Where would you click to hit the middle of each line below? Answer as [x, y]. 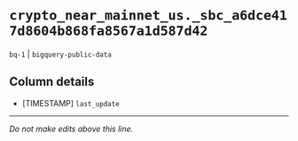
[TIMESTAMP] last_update [71, 103]
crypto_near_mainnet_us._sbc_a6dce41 [149, 16]
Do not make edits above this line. [71, 129]
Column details [52, 82]
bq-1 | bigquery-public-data [61, 54]
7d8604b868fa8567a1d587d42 [109, 31]
